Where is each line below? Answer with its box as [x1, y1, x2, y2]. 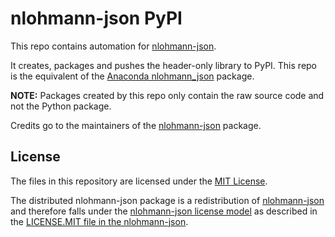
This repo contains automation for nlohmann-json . [10, 40, 217, 52]
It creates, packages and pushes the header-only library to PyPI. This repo [10, 59, 318, 71]
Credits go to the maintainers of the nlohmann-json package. [10, 119, 262, 131]
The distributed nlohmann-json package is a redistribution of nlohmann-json [10, 194, 325, 206]
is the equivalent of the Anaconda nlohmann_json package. [10, 70, 255, 82]
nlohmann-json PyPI [10, 7, 183, 30]
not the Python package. [10, 100, 112, 112]
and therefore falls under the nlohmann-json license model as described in [10, 205, 318, 217]
